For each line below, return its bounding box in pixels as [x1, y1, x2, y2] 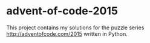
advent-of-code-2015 [6, 4, 118, 18]
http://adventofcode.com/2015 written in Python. [6, 30, 128, 37]
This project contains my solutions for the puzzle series [6, 24, 145, 31]
